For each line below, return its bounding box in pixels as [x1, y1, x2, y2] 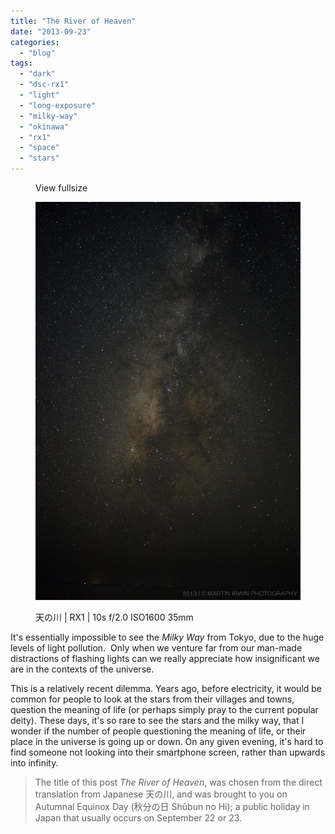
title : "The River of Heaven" [10, 16, 137, 26]
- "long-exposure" [19, 100, 97, 110]
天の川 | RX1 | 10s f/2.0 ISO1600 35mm [35, 611, 194, 623]
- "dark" [19, 69, 56, 79]
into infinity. [10, 756, 59, 769]
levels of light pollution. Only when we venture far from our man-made [10, 641, 303, 654]
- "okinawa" [19, 121, 70, 132]
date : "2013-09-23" [10, 26, 92, 37]
